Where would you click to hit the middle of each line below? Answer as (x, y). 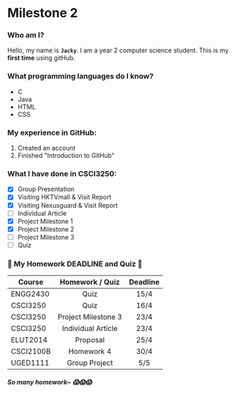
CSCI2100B (31, 351)
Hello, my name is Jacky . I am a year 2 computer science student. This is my (118, 50)
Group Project (90, 363)
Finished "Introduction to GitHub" (66, 156)
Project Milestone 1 (45, 221)
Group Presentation (46, 189)
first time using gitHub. (41, 58)
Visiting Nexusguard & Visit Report (67, 205)
